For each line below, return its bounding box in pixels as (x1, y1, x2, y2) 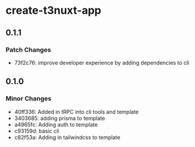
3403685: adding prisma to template (14, 115, 106, 122)
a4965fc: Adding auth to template (14, 121, 98, 128)
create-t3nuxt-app (5, 4, 101, 17)
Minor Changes (5, 94, 52, 103)
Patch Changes (5, 46, 52, 54)
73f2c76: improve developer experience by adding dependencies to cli (14, 59, 190, 66)
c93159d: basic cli (14, 127, 59, 134)
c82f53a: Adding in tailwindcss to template (14, 133, 121, 141)
